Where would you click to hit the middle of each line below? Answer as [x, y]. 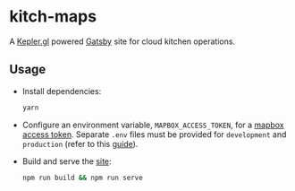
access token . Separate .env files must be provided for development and [154, 134]
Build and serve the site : [67, 161]
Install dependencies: [62, 91]
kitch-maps [53, 17]
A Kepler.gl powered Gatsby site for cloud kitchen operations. [122, 41]
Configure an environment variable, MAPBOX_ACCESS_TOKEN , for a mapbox [153, 125]
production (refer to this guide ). [80, 143]
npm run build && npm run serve [82, 178]
